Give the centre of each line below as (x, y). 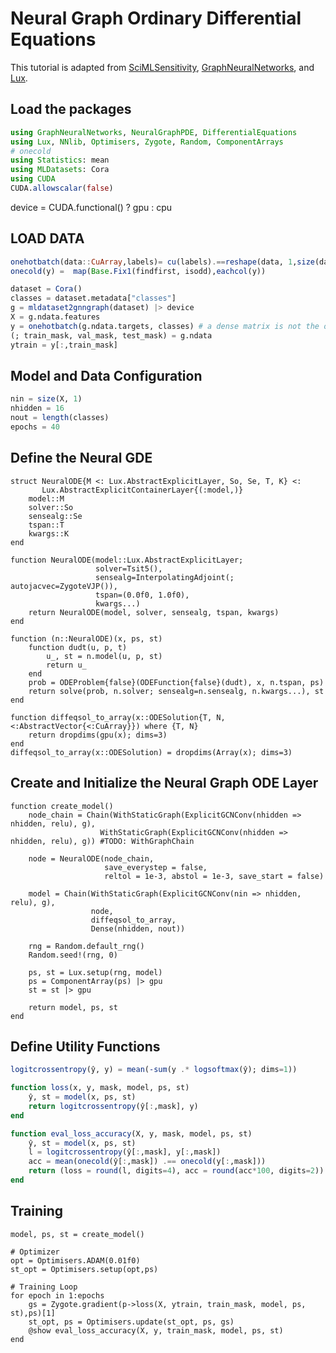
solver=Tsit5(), (129, 568)
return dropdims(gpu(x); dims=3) (98, 735)
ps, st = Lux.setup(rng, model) (95, 972)
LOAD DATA (47, 238)
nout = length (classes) (60, 418)
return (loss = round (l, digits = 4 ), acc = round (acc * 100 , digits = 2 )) (176, 1171)
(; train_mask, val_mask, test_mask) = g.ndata (111, 335)
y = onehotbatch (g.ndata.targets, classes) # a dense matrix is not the (165, 326)
